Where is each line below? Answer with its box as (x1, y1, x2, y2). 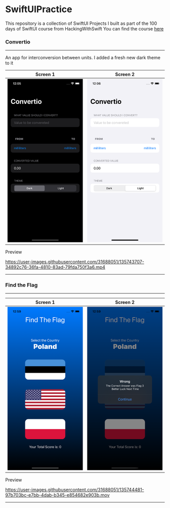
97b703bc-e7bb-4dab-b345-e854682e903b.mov (5, 492, 110, 498)
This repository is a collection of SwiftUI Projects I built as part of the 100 (5, 20, 157, 26)
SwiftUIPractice (5, 4, 72, 15)
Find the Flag (5, 281, 38, 288)
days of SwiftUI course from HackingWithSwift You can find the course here (5, 25, 164, 31)
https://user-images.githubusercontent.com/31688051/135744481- (5, 486, 144, 492)
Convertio (5, 38, 30, 45)
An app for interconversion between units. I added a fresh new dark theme (5, 55, 161, 61)
